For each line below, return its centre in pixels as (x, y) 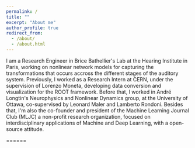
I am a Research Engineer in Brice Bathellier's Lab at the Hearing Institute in (97, 61)
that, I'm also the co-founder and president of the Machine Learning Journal (98, 110)
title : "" (18, 17)
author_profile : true (32, 28)
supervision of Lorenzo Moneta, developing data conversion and (84, 85)
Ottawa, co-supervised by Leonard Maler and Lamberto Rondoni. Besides (95, 104)
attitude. (34, 129)
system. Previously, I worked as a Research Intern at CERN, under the (90, 79)
